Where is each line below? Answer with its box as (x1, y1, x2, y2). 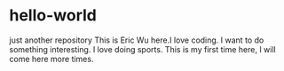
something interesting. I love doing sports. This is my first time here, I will (9, 43, 277, 54)
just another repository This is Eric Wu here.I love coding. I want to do (9, 35, 264, 45)
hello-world (9, 5, 98, 26)
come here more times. (9, 53, 94, 64)
